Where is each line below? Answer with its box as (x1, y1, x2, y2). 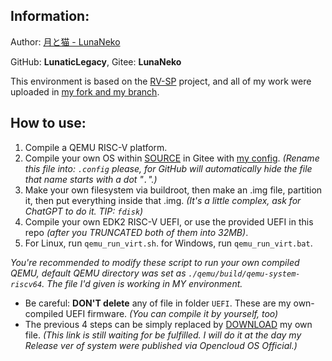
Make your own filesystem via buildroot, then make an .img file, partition (24, 184, 323, 196)
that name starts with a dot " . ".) (24, 173, 158, 185)
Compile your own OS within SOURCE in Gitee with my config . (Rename (24, 152, 320, 164)
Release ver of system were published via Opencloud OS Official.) (24, 339, 298, 351)
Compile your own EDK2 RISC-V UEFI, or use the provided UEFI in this (24, 215, 314, 228)
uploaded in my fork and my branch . (10, 85, 160, 98)
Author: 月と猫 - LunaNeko (10, 35, 121, 48)
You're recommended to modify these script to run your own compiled (10, 256, 300, 268)
